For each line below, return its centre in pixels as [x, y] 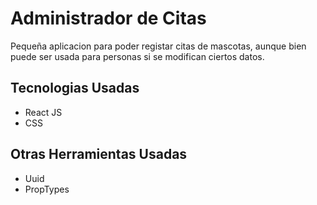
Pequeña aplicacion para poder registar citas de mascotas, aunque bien [158, 46]
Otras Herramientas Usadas [99, 154]
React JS [43, 112]
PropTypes [47, 189]
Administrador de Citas [108, 18]
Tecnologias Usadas [75, 88]
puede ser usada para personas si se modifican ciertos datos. [137, 56]
